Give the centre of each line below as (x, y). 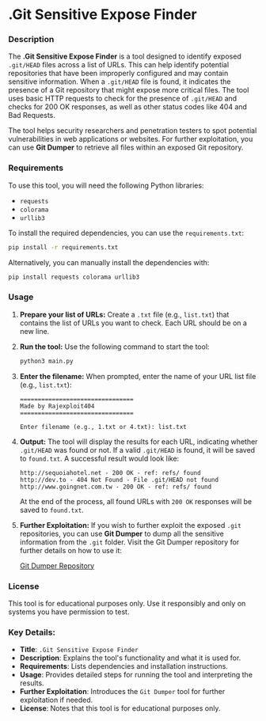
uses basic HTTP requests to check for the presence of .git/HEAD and (123, 99)
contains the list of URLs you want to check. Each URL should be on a (133, 323)
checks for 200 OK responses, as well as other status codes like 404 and (128, 107)
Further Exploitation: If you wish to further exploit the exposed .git (130, 525)
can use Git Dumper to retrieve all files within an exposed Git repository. (126, 147)
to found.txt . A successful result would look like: (99, 458)
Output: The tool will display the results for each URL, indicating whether (139, 442)
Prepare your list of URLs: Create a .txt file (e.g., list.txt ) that (124, 314)
